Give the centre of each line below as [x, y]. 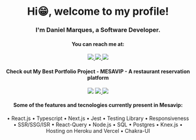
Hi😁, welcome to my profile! [98, 12]
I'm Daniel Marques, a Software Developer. [98, 30]
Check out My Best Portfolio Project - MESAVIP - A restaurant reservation [98, 71]
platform [98, 77]
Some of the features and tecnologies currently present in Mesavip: [98, 105]
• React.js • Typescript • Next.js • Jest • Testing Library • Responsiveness [98, 118]
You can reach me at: [98, 44]
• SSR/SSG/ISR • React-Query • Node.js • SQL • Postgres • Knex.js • [98, 124]
